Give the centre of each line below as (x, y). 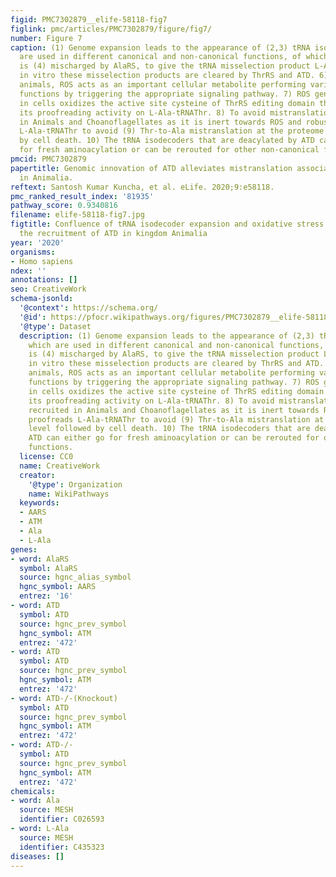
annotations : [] (44, 280)
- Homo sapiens (42, 261)
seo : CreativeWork (48, 289)
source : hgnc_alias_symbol (75, 577)
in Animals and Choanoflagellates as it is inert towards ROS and (160, 122)
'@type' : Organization (75, 484)
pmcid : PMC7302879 (48, 159)
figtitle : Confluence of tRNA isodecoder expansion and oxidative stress (167, 224)
